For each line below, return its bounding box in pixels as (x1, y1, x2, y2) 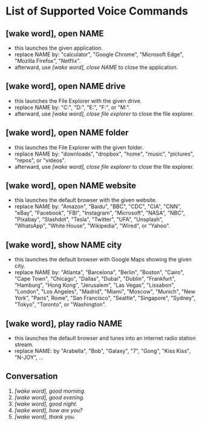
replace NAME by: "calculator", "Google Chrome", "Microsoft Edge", (14, 51, 184, 58)
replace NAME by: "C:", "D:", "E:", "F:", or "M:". (14, 103, 131, 111)
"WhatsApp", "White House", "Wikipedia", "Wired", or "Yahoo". (14, 222, 171, 229)
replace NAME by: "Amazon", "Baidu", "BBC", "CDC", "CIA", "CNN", (14, 203, 182, 210)
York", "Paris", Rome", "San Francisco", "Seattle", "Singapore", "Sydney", (14, 295, 196, 302)
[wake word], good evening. (14, 393, 85, 401)
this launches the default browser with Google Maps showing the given (14, 256, 192, 263)
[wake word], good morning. (14, 387, 86, 395)
